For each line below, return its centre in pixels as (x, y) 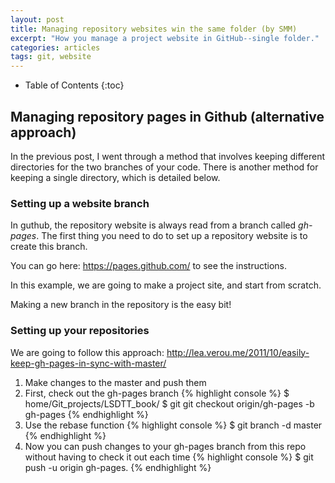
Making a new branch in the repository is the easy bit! (121, 305)
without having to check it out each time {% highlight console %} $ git (169, 457)
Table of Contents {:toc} (74, 85)
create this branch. (49, 247)
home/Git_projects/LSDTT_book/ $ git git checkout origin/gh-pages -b (169, 403)
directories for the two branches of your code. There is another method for (164, 167)
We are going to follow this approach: (87, 352)
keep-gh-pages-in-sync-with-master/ (88, 363)
